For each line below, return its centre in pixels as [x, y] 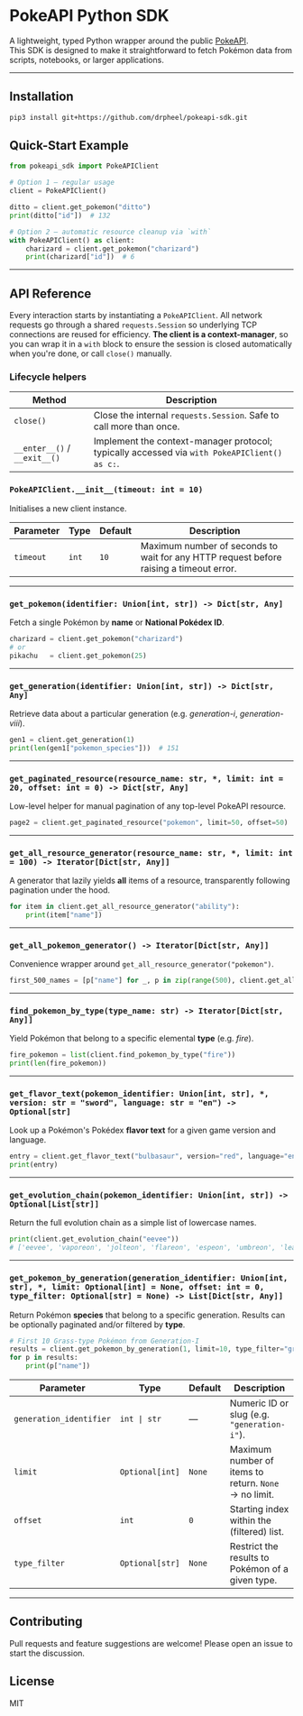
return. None [254, 1483]
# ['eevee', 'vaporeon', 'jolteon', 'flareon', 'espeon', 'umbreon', [143, 1248]
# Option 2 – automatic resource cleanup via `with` [110, 232]
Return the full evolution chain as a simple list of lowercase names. [133, 1223]
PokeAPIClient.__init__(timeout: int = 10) [106, 490]
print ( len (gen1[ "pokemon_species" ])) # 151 [94, 748]
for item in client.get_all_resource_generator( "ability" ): [125, 907]
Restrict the [254, 1546]
